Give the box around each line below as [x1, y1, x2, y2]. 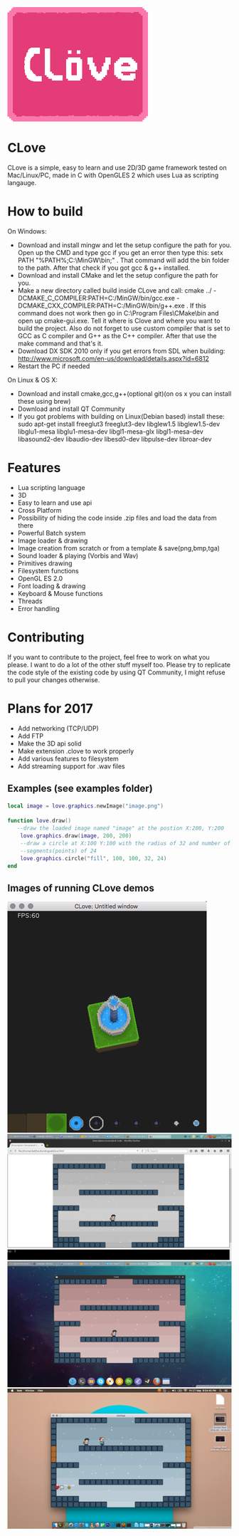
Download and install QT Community [17, 404, 126, 413]
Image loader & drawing [17, 536, 88, 545]
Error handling [17, 604, 60, 612]
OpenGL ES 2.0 [17, 574, 63, 582]
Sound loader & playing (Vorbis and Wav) [17, 551, 139, 560]
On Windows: [7, 226, 47, 235]
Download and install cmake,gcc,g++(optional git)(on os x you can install [17, 389, 232, 398]
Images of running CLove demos [7, 882, 154, 894]
